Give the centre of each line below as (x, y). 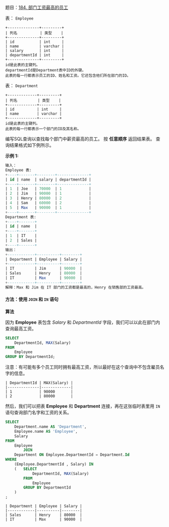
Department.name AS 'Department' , (50, 427)
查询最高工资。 (21, 328)
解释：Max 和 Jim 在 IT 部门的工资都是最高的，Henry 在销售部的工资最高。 (76, 287)
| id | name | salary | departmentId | (48, 180)
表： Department (22, 85)
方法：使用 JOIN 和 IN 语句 (32, 300)
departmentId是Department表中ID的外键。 (46, 70)
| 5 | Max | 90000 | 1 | (48, 208)
